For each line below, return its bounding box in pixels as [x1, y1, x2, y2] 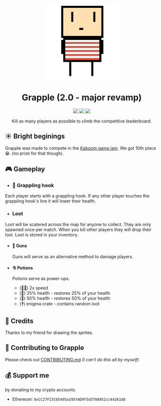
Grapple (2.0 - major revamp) [21, 92, 142, 103]
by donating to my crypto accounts [5, 387, 75, 392]
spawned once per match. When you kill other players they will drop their [5, 227, 152, 232]
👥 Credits [5, 317, 34, 325]
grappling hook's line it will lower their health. [5, 198, 96, 204]
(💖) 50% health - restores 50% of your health [19, 296, 110, 301]
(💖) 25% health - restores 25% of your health [19, 290, 110, 296]
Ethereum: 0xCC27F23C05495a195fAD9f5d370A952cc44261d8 [12, 396, 125, 402]
